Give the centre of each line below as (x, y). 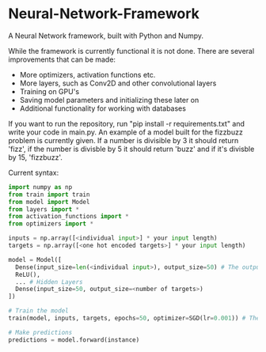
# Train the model (38, 311)
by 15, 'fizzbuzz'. (36, 157)
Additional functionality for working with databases (103, 108)
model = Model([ (35, 259)
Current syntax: (34, 172)
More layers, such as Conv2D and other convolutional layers (118, 83)
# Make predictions (40, 332)
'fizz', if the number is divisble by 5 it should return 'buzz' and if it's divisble (131, 149)
